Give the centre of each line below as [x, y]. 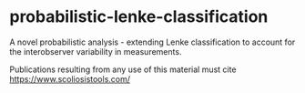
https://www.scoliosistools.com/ [70, 78]
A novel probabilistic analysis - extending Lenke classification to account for [152, 42]
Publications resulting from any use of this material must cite [123, 69]
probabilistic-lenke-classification [139, 17]
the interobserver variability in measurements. [96, 51]
